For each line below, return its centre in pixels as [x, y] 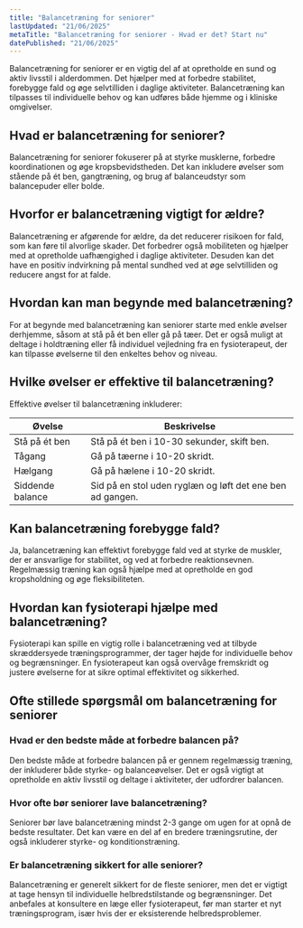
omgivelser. [31, 107]
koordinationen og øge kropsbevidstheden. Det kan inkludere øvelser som [147, 167]
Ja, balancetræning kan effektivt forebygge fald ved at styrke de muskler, [146, 550]
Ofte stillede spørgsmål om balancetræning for [143, 701]
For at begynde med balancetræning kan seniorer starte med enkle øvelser [148, 324]
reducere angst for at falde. [60, 274]
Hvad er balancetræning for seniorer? [117, 135]
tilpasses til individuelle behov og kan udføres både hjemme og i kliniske [143, 98]
